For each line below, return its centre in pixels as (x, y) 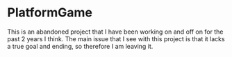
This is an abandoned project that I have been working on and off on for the (115, 32)
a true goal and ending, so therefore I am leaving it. (80, 46)
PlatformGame (50, 13)
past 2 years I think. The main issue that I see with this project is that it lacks (116, 38)
